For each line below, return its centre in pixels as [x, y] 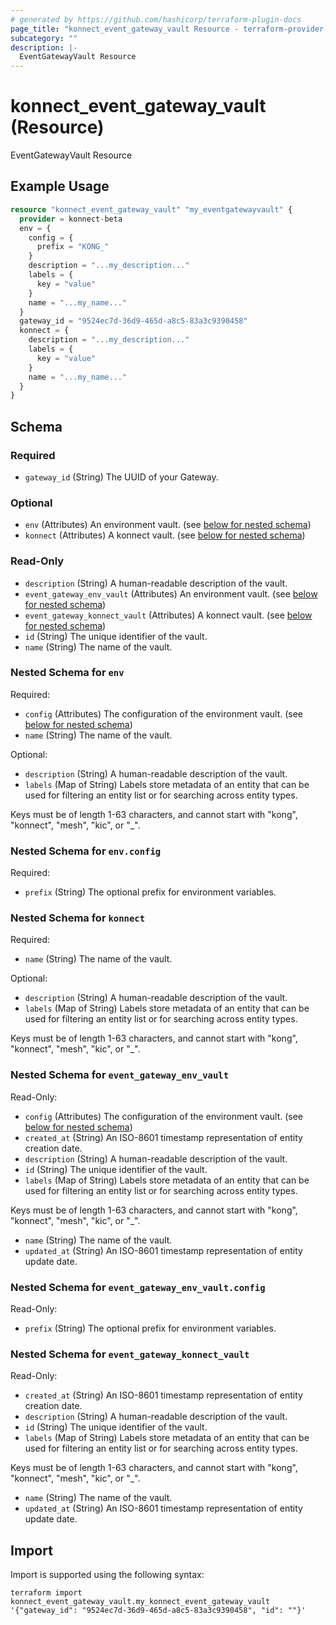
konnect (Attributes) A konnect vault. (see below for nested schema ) [165, 535]
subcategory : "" [44, 38]
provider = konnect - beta [71, 219]
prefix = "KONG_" [73, 247]
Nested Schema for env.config [86, 851]
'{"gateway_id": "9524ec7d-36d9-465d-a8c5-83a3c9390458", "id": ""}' [158, 1611]
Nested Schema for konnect [78, 918]
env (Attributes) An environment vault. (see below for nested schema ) [168, 525]
